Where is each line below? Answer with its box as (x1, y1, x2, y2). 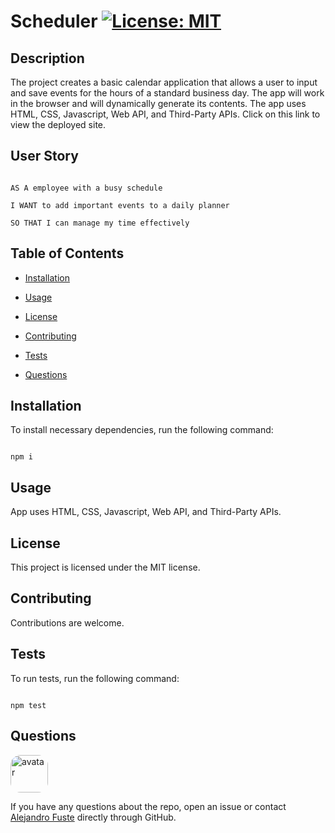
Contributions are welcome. (10, 616, 125, 629)
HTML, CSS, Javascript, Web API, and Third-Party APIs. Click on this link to (10, 108, 321, 120)
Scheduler (10, 10, 98, 33)
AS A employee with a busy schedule (10, 183, 163, 193)
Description (10, 50, 85, 67)
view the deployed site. (10, 119, 107, 130)
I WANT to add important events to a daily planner (10, 200, 230, 210)
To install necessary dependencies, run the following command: (10, 424, 274, 436)
